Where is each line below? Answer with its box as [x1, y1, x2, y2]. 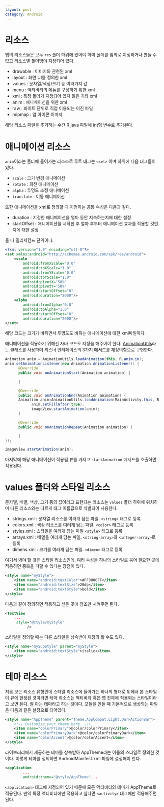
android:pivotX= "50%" [23, 279, 67, 284]
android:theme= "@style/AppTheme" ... [23, 774, 98, 779]
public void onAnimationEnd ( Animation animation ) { [18, 393, 126, 398]
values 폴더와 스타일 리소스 [5, 482, 110, 493]
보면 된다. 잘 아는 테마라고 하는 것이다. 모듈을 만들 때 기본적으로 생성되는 [10, 701, 149, 707]
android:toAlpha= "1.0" [23, 307, 69, 312]
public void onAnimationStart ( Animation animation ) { [18, 370, 131, 375]
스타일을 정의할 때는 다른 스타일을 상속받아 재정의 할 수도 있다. [5, 634, 124, 640]
